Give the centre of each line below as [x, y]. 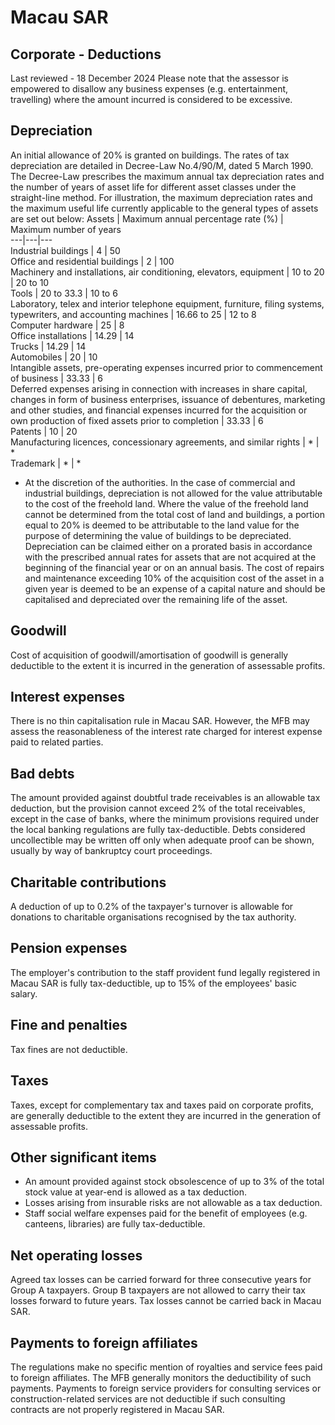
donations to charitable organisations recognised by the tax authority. [153, 917]
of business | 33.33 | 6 [57, 378]
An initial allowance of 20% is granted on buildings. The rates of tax [150, 155]
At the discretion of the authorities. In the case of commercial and [160, 482]
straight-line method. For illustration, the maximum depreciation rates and [161, 197]
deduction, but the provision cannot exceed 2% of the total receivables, [158, 808]
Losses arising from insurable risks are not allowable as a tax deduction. [173, 1203]
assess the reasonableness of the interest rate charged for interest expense [166, 732]
